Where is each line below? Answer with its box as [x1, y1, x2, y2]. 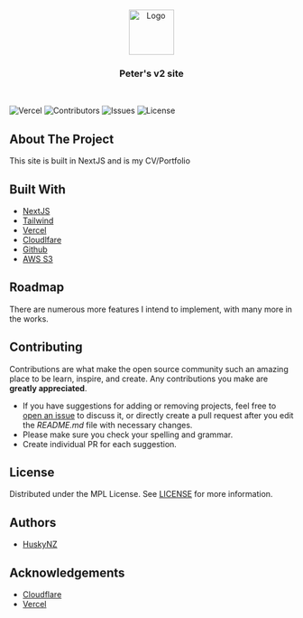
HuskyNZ [22, 538, 58, 550]
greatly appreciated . [9, 382, 87, 393]
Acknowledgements [9, 565, 125, 580]
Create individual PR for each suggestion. [22, 438, 178, 449]
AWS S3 [22, 253, 54, 264]
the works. [9, 313, 50, 324]
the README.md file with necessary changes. [22, 419, 193, 430]
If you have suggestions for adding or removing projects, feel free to [22, 400, 277, 411]
